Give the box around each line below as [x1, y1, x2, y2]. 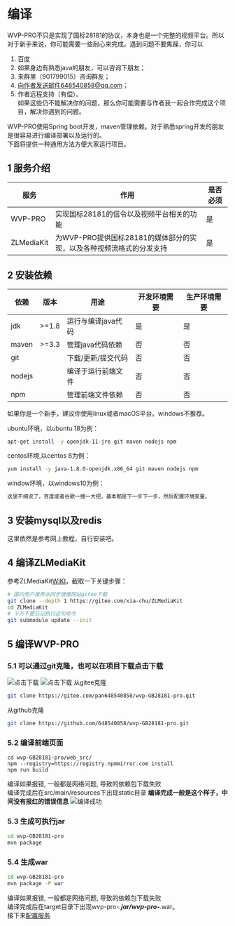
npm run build [7, 766, 49, 773]
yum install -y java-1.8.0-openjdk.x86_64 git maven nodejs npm [7, 465, 199, 472]
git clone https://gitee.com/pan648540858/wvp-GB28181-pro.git [7, 692, 196, 699]
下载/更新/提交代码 [66, 352, 128, 362]
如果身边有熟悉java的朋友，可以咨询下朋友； [17, 63, 146, 72]
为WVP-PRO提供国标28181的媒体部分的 [55, 232, 190, 242]
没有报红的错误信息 [13, 797, 69, 805]
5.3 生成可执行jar [7, 816, 65, 826]
